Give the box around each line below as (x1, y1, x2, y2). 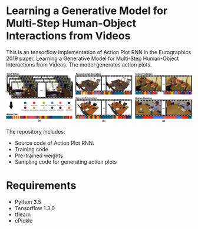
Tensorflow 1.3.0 (14, 205, 55, 212)
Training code (14, 146, 49, 153)
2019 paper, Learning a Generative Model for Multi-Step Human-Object (6, 55, 179, 62)
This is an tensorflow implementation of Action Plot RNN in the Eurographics (6, 48, 192, 55)
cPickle (14, 217, 33, 224)
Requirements (6, 179, 77, 193)
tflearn (14, 211, 31, 218)
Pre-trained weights (14, 152, 63, 160)
